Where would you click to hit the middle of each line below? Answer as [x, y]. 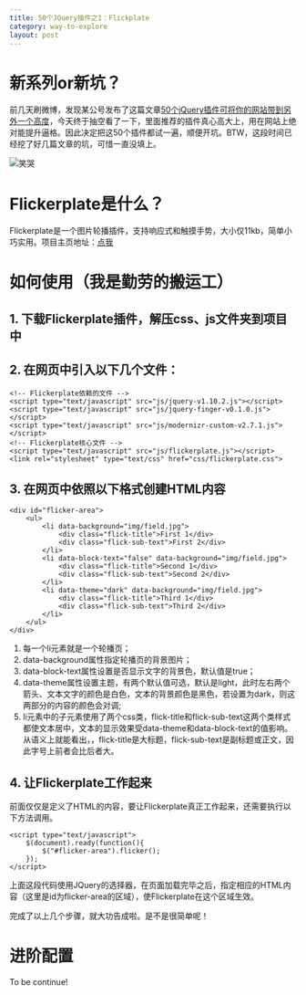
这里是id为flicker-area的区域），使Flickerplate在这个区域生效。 [142, 896]
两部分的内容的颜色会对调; [72, 706]
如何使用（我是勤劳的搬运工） [122, 283]
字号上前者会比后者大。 [75, 751]
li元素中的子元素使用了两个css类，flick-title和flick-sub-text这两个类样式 [157, 717]
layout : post [34, 35]
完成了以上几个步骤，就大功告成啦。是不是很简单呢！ [109, 916]
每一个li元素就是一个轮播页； [76, 648]
